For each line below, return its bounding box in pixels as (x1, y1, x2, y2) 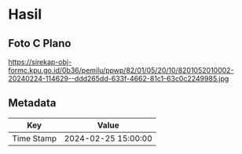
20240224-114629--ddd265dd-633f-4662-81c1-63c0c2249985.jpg (8, 74, 229, 83)
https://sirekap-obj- (8, 57, 72, 66)
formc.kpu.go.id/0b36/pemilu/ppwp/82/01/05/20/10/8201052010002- (8, 66, 234, 75)
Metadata (8, 96, 57, 110)
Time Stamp (12, 133, 57, 144)
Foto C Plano (8, 37, 71, 50)
